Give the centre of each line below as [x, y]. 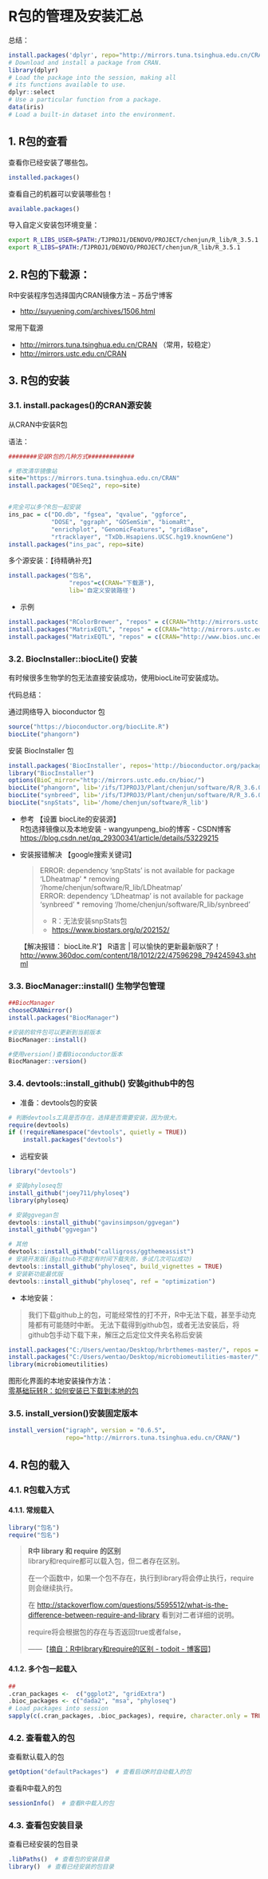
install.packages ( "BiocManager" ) [64, 1018]
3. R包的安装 [39, 381]
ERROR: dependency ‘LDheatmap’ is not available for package [142, 896]
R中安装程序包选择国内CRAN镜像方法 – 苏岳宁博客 [91, 295]
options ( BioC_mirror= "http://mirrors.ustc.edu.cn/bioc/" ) [106, 781]
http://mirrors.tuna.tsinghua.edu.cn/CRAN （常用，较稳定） [117, 344]
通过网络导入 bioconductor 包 [57, 711]
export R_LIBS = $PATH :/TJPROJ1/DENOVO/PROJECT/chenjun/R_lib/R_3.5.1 [124, 248]
